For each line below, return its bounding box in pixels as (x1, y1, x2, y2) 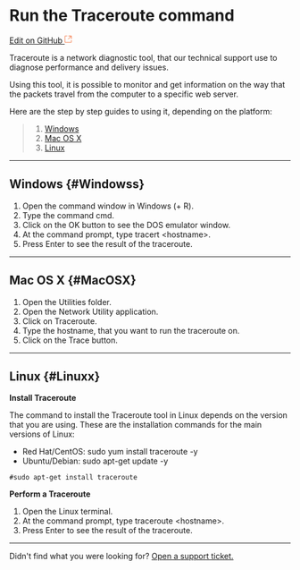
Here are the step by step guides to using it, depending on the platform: (9, 106, 272, 116)
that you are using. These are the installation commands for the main (9, 420, 262, 430)
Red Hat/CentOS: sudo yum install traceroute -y (21, 447, 198, 457)
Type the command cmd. (21, 209, 114, 220)
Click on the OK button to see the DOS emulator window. (21, 219, 230, 230)
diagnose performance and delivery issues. (9, 62, 170, 72)
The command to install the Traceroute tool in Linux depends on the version (9, 410, 288, 421)
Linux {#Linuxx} (9, 369, 101, 384)
